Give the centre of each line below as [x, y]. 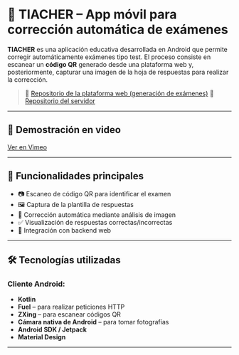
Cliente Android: [36, 284]
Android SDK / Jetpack [52, 329]
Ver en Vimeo [27, 147]
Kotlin [27, 300]
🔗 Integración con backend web [64, 230]
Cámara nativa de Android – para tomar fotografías [93, 322]
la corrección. [28, 79]
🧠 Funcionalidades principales [76, 176]
